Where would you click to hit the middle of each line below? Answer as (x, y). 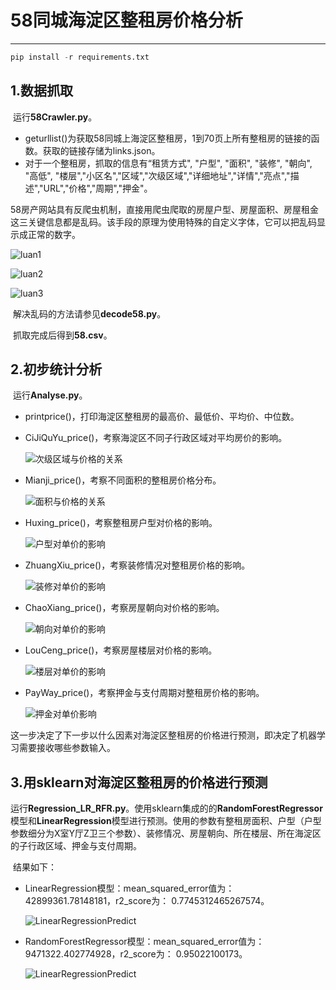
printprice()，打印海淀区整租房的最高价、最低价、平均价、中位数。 (162, 417)
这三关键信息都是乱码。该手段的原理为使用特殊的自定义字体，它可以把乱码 (163, 222)
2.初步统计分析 (56, 369)
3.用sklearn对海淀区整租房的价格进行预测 (139, 782)
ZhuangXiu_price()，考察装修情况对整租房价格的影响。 (137, 565)
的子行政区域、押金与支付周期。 (76, 846)
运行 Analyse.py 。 (50, 395)
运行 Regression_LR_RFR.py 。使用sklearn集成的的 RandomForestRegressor (166, 808)
